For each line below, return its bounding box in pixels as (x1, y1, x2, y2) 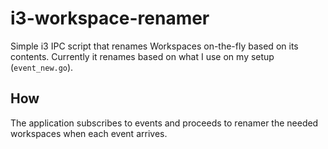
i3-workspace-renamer (10, 7, 210, 30)
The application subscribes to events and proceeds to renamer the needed (10, 117, 319, 129)
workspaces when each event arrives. (10, 127, 168, 139)
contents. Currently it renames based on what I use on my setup (10, 50, 275, 62)
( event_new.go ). (10, 61, 74, 73)
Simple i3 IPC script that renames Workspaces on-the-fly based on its (10, 40, 299, 52)
